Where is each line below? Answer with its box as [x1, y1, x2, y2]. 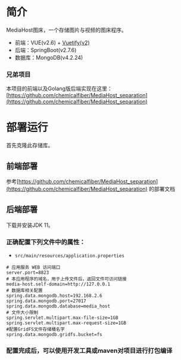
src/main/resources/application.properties [14, 253, 125, 259]
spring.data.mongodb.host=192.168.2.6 [6, 293, 102, 299]
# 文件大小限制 [6, 310, 39, 316]
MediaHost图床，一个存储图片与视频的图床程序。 [6, 26, 127, 33]
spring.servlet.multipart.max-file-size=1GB [6, 315, 118, 321]
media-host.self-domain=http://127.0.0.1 [6, 281, 111, 287]
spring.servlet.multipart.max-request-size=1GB [6, 320, 127, 326]
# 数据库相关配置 [6, 288, 43, 294]
